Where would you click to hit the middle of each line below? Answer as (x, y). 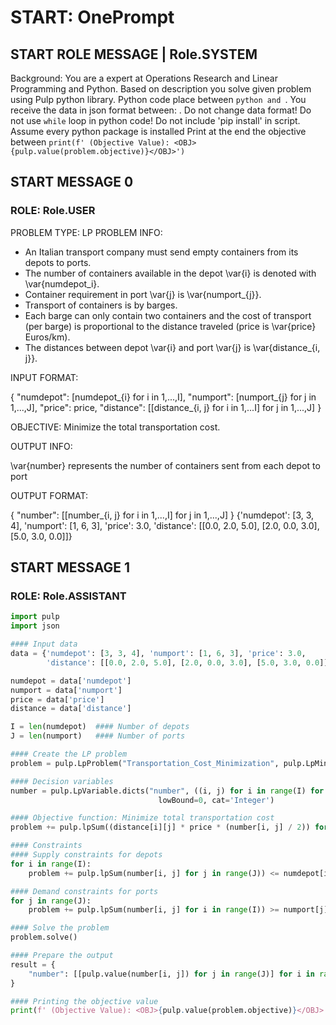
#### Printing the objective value (84, 1001)
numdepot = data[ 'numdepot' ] (71, 681)
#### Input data (44, 644)
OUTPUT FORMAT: (49, 495)
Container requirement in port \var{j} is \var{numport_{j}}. (143, 294)
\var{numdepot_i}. (62, 283)
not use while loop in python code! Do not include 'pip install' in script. (155, 120)
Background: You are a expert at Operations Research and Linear (144, 78)
